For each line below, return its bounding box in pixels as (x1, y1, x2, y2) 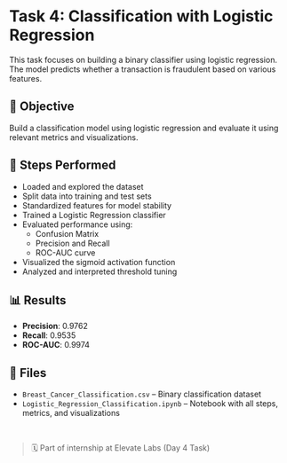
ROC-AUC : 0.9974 (21, 340, 91, 350)
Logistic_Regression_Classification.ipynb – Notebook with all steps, (21, 398, 278, 409)
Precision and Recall (35, 238, 110, 248)
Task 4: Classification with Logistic (9, 6, 274, 27)
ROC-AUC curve (35, 247, 96, 258)
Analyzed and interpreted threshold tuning (21, 266, 178, 277)
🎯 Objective (9, 99, 75, 114)
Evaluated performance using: (21, 219, 133, 230)
